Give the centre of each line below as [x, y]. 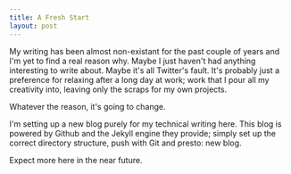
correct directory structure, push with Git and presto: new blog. [126, 143]
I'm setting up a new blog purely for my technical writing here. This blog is [145, 124]
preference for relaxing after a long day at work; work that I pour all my [139, 79]
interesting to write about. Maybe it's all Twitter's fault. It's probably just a [144, 70]
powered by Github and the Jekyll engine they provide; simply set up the [143, 133]
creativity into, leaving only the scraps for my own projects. [118, 89]
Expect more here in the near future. [76, 160]
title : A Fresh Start [50, 17]
